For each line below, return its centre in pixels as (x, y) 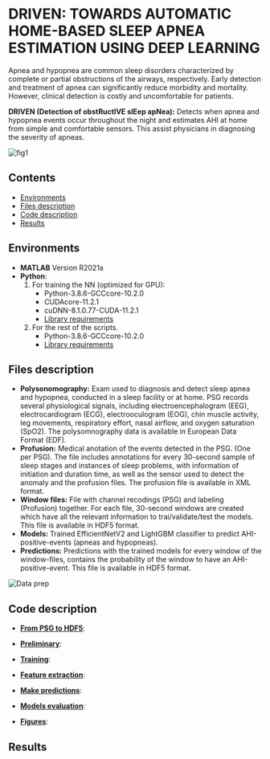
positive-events (46, 542)
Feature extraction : (53, 675)
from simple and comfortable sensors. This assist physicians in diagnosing (132, 129)
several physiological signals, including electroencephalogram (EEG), (134, 406)
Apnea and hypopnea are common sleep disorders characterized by (121, 70)
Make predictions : (51, 691)
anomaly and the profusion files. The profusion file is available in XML (135, 483)
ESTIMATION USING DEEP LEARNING (134, 48)
